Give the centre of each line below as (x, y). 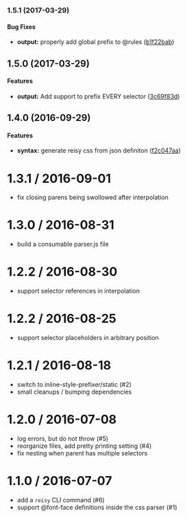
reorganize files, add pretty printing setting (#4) (84, 446)
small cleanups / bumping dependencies (74, 392)
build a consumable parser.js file (63, 244)
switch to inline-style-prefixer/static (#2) (74, 384)
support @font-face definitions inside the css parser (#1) (97, 507)
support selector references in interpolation (78, 291)
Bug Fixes (22, 27)
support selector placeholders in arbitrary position (88, 338)
